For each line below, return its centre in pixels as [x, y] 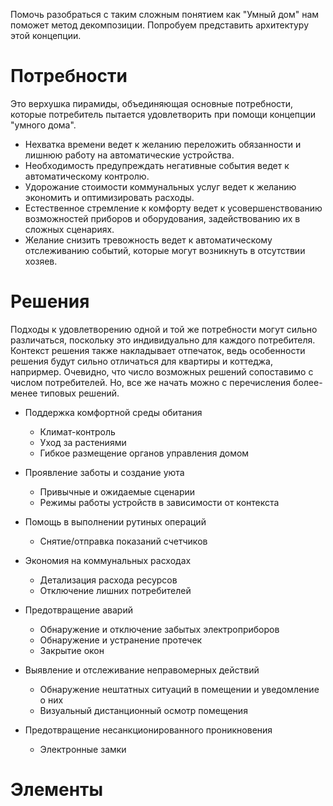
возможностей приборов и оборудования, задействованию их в [162, 218]
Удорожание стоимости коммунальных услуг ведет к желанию [160, 186]
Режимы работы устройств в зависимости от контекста [159, 502]
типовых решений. [79, 393]
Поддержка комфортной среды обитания [113, 412]
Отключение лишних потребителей [115, 590]
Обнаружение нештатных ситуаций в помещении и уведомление [179, 689]
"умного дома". [43, 125]
